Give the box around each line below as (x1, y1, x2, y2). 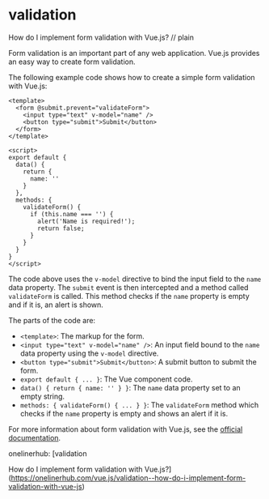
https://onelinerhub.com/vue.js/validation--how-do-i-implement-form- (11, 472, 246, 483)
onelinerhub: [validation (8, 448, 87, 458)
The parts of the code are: (8, 315, 95, 325)
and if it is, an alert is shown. (8, 300, 103, 309)
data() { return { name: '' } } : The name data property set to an (19, 382, 241, 392)
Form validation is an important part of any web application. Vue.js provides (8, 48, 260, 58)
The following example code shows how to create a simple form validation (8, 72, 256, 82)
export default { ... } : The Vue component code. (19, 374, 193, 384)
